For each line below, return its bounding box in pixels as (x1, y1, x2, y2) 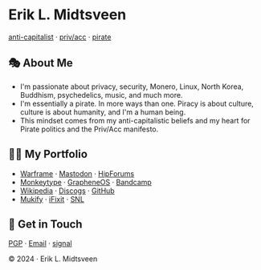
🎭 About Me (8, 56, 74, 70)
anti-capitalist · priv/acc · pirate (8, 32, 112, 42)
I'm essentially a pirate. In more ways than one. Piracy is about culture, (19, 99, 255, 108)
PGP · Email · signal (8, 239, 72, 248)
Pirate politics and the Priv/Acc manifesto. (19, 124, 159, 134)
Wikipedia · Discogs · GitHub (19, 186, 115, 195)
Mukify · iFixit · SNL (19, 194, 84, 204)
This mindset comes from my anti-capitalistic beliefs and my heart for (19, 115, 251, 125)
